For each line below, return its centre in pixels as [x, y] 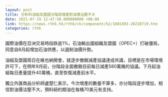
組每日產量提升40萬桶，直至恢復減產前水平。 [52, 72]
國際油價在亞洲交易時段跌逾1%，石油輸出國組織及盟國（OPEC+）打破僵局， [83, 43]
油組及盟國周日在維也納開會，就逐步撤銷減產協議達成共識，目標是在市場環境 [84, 60]
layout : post [19, 10]
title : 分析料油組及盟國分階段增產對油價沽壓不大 [50, 14]
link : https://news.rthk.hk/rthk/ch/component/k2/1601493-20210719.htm [81, 24]
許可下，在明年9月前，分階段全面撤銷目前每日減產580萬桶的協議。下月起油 [83, 66]
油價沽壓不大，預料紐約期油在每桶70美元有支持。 [65, 89]
